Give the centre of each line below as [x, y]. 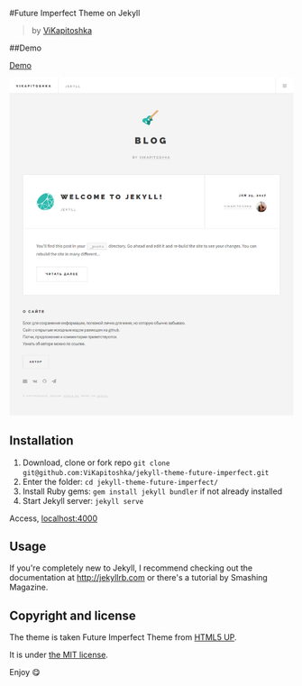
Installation [41, 441]
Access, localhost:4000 [53, 518]
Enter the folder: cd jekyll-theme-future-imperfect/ [120, 481]
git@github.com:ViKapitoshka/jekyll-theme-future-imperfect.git [146, 472]
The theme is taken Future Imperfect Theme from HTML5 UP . [123, 637]
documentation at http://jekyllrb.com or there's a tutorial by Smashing [138, 578]
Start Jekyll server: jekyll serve [83, 500]
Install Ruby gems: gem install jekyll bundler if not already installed [152, 491]
